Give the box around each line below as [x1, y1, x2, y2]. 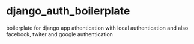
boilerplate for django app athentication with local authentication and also [6, 24, 189, 31]
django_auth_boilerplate [6, 4, 130, 18]
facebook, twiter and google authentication [6, 30, 113, 37]
